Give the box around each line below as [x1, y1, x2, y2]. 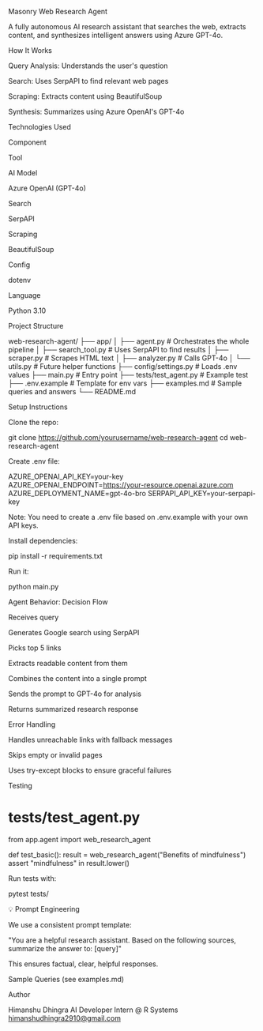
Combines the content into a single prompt [8, 674, 148, 683]
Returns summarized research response [8, 705, 139, 713]
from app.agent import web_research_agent [8, 834, 152, 844]
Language [8, 291, 41, 299]
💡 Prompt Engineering [8, 904, 81, 913]
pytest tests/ [8, 889, 49, 898]
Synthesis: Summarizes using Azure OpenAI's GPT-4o [8, 107, 185, 116]
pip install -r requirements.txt [8, 551, 103, 560]
